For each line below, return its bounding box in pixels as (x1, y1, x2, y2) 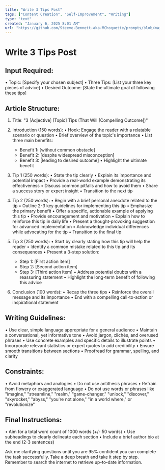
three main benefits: (12, 137, 53, 143)
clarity (5, 353, 18, 359)
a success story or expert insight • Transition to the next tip (12, 188, 133, 194)
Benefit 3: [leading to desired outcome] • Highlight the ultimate (19, 157, 147, 163)
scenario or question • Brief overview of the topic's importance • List (12, 132, 152, 138)
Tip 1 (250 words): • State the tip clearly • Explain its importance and (12, 172, 152, 178)
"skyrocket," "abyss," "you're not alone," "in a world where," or (5, 396, 132, 402)
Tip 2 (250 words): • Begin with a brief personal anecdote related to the (12, 197, 158, 203)
